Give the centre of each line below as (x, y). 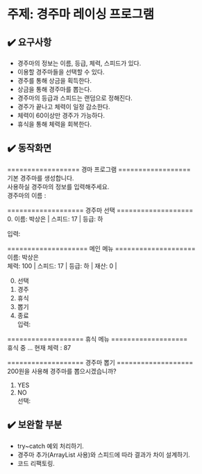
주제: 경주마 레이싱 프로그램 (81, 14)
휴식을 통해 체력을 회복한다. (54, 124)
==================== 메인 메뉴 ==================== (101, 248)
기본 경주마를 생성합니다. (41, 177)
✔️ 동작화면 (30, 148)
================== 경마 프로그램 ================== (99, 169)
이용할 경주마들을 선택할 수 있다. (61, 72)
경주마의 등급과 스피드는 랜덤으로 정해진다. (75, 98)
